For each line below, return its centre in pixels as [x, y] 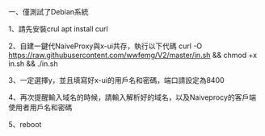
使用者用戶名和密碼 [40, 107]
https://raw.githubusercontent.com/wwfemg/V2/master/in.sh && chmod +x [132, 55]
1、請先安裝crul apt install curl [58, 29]
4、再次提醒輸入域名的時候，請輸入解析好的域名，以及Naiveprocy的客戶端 [132, 97]
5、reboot [25, 124]
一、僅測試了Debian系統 [48, 12]
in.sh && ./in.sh [33, 64]
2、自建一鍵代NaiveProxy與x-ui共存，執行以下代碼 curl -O [105, 46]
